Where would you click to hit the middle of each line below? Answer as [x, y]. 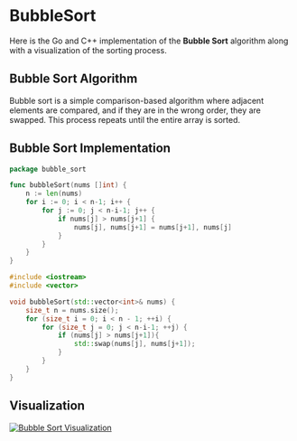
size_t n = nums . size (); [72, 310]
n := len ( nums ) [54, 194]
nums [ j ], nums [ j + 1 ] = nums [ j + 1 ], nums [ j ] [153, 227]
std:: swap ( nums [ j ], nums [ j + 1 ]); [135, 344]
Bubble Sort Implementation [90, 149]
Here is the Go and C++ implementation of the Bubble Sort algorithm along [149, 41]
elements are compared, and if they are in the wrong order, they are [135, 110]
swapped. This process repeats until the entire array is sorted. [125, 119]
